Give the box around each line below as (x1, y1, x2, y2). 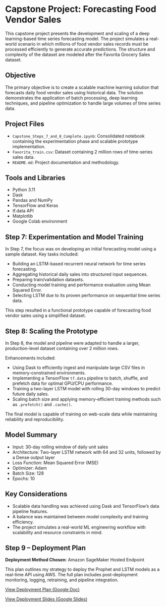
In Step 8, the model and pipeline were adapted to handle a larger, (5, 340, 140, 346)
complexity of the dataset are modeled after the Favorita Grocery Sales (5, 51, 150, 58)
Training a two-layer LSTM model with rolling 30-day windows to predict (12, 386, 161, 391)
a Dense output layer (12, 454, 55, 460)
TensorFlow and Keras (12, 202, 58, 209)
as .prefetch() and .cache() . (12, 402, 72, 407)
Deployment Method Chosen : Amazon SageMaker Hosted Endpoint (5, 557, 145, 563)
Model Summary (5, 430, 57, 439)
